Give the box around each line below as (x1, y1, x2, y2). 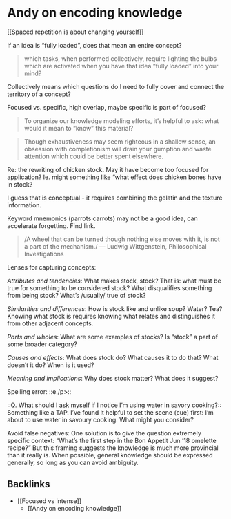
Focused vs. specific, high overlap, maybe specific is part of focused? (7, 103, 207, 111)
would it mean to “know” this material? (23, 124, 134, 132)
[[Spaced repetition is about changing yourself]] (7, 28, 144, 36)
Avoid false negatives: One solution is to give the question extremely (7, 428, 201, 437)
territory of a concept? (7, 90, 71, 98)
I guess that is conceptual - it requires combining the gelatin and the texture (7, 194, 223, 202)
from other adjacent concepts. (7, 319, 94, 328)
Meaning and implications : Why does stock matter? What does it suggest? (7, 374, 219, 382)
